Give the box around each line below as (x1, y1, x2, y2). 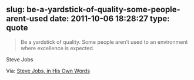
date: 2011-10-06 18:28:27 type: (49, 14, 170, 24)
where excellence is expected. (20, 44, 95, 51)
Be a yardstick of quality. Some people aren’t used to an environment (20, 38, 188, 46)
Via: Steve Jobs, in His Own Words (6, 67, 90, 74)
